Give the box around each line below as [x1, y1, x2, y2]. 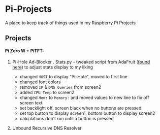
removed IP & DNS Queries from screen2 [19, 84, 101, 90]
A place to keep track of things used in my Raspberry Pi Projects [5, 20, 136, 26]
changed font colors [19, 79, 61, 85]
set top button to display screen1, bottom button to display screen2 [19, 110, 156, 116]
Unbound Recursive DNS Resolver [12, 125, 82, 131]
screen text [19, 100, 43, 105]
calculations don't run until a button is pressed [19, 115, 114, 121]
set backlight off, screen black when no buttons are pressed [19, 105, 142, 111]
